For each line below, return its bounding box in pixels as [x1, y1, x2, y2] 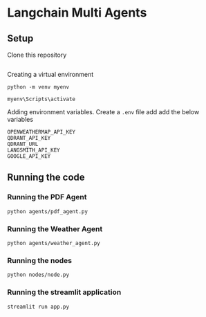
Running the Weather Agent [7, 224, 103, 233]
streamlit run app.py [7, 303, 70, 310]
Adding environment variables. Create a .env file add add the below [7, 108, 200, 116]
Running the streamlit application [7, 287, 122, 297]
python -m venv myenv [7, 84, 70, 91]
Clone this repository [7, 51, 67, 59]
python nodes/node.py [7, 271, 70, 278]
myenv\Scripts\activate [7, 96, 76, 102]
